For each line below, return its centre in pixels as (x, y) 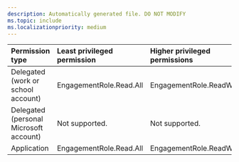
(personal (27, 119)
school (22, 90)
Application (30, 148)
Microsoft (27, 128)
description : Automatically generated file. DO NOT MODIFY (97, 14)
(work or (25, 81)
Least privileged (85, 51)
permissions (171, 60)
